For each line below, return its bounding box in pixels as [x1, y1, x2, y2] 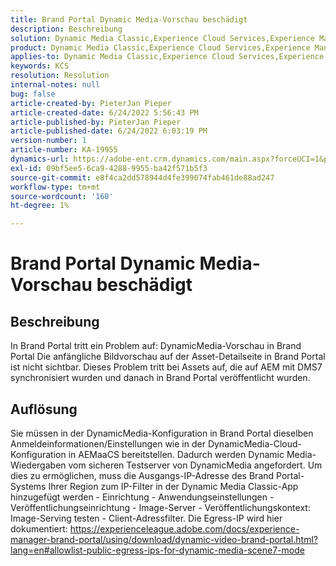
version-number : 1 [10, 136, 87, 146]
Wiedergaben [10, 459, 67, 471]
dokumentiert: [10, 522, 68, 535]
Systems [10, 480, 47, 492]
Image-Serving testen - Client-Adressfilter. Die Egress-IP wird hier [10, 512, 283, 524]
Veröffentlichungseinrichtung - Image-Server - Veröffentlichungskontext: [10, 501, 311, 513]
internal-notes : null [10, 80, 101, 90]
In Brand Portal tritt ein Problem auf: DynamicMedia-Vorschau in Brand [10, 340, 302, 352]
